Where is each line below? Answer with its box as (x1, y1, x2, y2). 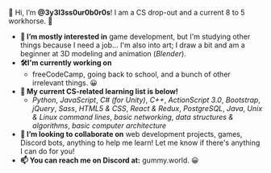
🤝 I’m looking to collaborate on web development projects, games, (19, 130, 243, 138)
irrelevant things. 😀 (31, 78, 98, 88)
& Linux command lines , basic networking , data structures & (31, 113, 234, 122)
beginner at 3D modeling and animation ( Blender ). (19, 49, 187, 58)
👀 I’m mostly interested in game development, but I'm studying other (19, 32, 251, 41)
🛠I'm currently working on (19, 58, 112, 68)
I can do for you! (19, 146, 75, 156)
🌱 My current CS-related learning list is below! (19, 87, 179, 96)
